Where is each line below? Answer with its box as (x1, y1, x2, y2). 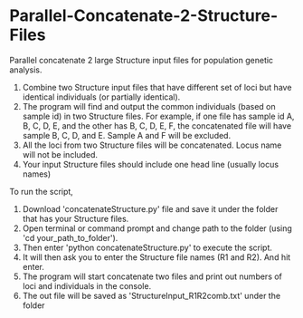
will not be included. (22, 149, 98, 159)
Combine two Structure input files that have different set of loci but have (22, 82, 292, 92)
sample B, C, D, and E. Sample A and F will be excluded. (22, 130, 232, 140)
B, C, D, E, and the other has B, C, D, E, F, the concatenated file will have (22, 120, 292, 131)
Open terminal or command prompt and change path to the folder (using (22, 223, 292, 234)
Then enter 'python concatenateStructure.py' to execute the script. (22, 242, 273, 253)
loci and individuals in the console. (22, 280, 152, 291)
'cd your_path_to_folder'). (22, 232, 118, 243)
